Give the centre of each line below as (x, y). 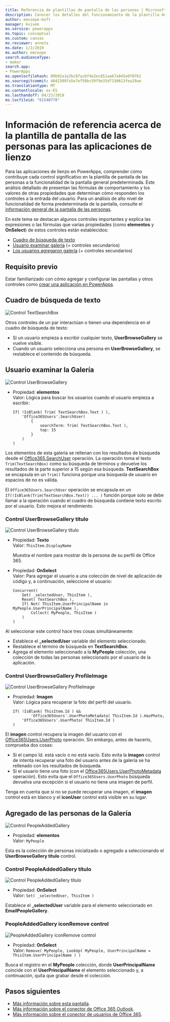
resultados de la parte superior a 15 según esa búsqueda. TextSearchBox (82, 469)
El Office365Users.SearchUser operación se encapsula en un (68, 489)
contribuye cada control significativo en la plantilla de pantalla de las (77, 177)
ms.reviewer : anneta (27, 43)
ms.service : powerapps (29, 29)
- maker (13, 62)
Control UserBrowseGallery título (47, 519)
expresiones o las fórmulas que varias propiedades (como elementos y (80, 225)
